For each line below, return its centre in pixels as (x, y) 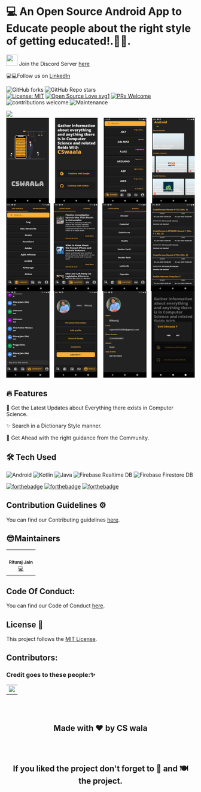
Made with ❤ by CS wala (100, 728)
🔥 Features (27, 393)
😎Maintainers (33, 538)
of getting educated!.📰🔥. (68, 41)
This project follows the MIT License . (52, 639)
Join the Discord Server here (54, 64)
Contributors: (32, 658)
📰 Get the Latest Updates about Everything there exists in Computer (90, 408)
